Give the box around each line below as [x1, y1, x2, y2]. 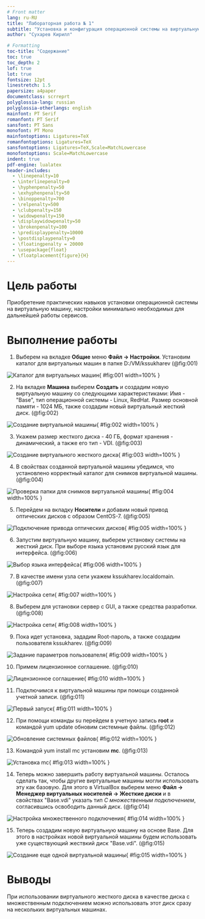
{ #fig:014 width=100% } [123, 815, 185, 822]
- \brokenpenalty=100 [12, 224, 68, 231]
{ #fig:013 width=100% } [49, 759, 110, 766]
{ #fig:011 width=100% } [52, 705, 113, 712]
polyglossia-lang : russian [7, 99, 75, 105]
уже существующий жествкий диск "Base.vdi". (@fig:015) [15, 840, 165, 847]
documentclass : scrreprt [7, 94, 70, 100]
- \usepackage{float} [12, 246, 68, 253]
